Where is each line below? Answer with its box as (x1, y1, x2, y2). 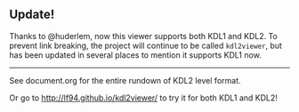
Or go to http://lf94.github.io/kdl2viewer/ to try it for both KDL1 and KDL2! (9, 92, 279, 103)
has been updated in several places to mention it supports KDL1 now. (9, 49, 263, 60)
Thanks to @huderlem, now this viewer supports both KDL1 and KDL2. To (9, 30, 279, 41)
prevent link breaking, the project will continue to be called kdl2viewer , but (9, 40, 283, 51)
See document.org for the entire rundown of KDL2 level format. (9, 75, 242, 85)
